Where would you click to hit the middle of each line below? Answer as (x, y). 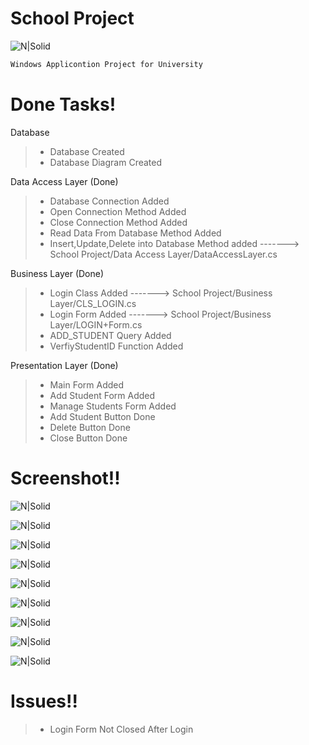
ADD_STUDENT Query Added (110, 335)
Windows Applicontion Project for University (106, 64)
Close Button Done (88, 438)
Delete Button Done (90, 427)
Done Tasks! (63, 104)
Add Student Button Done (102, 416)
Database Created (87, 151)
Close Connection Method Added (118, 222)
